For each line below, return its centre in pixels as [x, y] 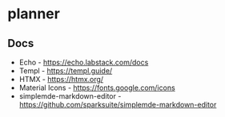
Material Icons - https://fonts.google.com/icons [97, 88]
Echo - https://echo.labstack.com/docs [84, 62]
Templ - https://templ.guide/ [66, 71]
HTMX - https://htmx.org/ [61, 79]
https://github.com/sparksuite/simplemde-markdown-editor [118, 105]
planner [34, 14]
